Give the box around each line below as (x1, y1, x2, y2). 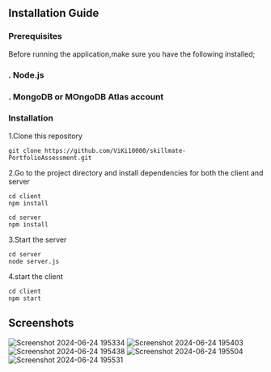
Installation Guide (8, 6, 100, 20)
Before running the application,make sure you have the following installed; (8, 49, 256, 59)
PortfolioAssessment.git (8, 154, 92, 162)
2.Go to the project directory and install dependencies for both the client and (8, 167, 264, 177)
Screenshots (8, 316, 74, 330)
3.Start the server (8, 235, 67, 244)
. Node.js (8, 69, 44, 80)
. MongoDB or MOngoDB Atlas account (8, 91, 164, 102)
